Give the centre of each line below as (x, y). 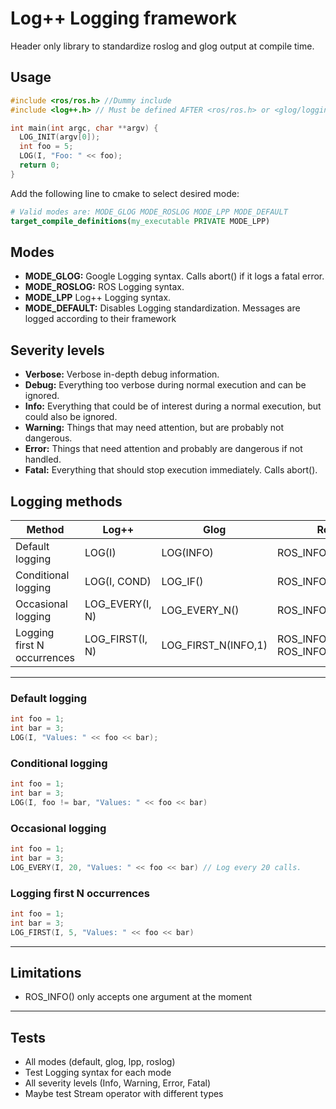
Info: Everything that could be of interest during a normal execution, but (173, 406)
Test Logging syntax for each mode (98, 1073)
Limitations (46, 973)
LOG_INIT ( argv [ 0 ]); (60, 137)
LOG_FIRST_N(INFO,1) (214, 645)
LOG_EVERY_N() (200, 610)
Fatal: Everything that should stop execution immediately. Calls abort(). (171, 470)
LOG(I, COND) (118, 581)
